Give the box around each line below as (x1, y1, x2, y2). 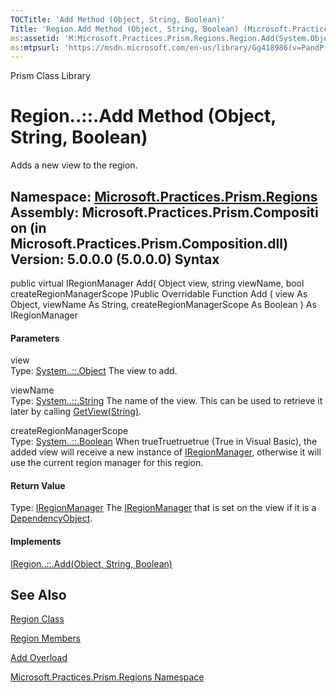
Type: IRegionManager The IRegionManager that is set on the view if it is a (10, 502, 317, 514)
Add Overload (10, 652, 68, 664)
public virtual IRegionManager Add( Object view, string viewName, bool (10, 277, 305, 289)
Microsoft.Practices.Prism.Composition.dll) (10, 235, 289, 252)
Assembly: (10, 204, 80, 221)
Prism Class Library (10, 70, 91, 82)
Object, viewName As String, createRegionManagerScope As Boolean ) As (10, 299, 317, 310)
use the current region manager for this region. (10, 457, 204, 469)
